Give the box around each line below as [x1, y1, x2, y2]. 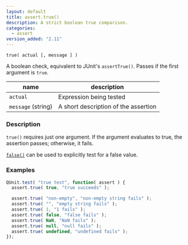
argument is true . [6, 69, 49, 76]
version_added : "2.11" [6, 36, 62, 42]
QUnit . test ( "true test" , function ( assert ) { [6, 179, 126, 185]
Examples [6, 166, 35, 174]
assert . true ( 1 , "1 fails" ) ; [11, 207, 86, 213]
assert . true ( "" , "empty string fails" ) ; [11, 201, 118, 207]
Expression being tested [58, 93, 126, 101]
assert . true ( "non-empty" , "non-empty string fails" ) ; [11, 195, 152, 201]
